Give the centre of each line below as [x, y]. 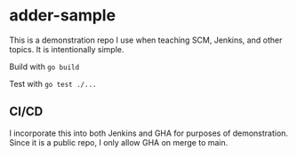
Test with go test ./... [53, 83]
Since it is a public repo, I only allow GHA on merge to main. [119, 142]
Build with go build [44, 67]
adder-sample [63, 16]
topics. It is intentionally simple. [67, 49]
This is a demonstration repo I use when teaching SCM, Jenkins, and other [146, 40]
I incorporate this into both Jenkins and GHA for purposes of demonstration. [149, 133]
